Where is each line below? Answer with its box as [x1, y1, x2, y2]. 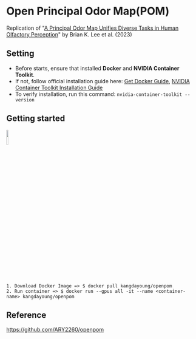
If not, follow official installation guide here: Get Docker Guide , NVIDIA [15, 77, 190, 84]
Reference [6, 310, 47, 320]
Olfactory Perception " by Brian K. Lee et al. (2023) [6, 30, 132, 38]
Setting [6, 49, 35, 59]
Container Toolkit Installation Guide [15, 84, 103, 91]
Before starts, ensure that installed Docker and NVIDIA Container [15, 64, 180, 72]
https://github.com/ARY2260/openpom [6, 326, 104, 334]
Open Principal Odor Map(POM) [6, 4, 170, 18]
